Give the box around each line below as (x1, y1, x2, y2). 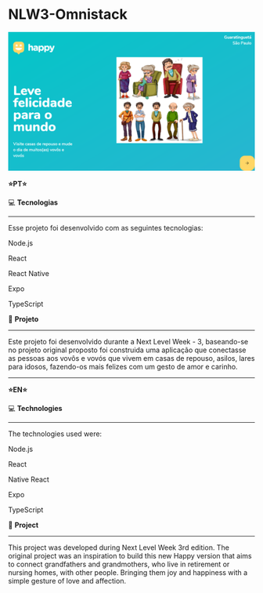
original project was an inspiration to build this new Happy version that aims (8, 551, 252, 561)
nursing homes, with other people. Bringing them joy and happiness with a (8, 568, 248, 577)
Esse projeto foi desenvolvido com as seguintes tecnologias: (8, 224, 204, 233)
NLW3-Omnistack (8, 5, 128, 24)
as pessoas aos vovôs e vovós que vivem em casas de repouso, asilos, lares (8, 354, 255, 363)
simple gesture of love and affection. (8, 577, 127, 586)
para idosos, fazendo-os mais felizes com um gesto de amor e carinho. (8, 362, 238, 372)
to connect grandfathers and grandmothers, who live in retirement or (8, 559, 230, 569)
